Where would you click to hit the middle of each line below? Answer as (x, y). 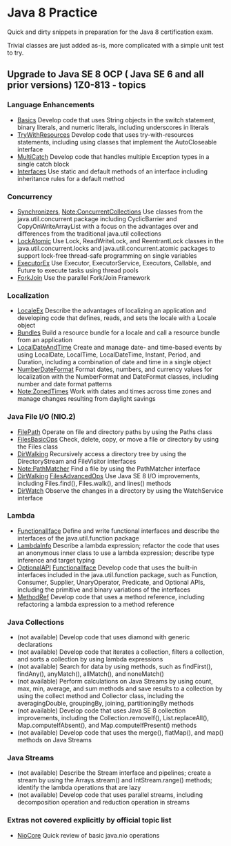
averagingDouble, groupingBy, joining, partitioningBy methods (106, 704)
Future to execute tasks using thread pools (78, 270)
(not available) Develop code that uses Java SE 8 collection (101, 711)
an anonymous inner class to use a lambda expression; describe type (115, 553)
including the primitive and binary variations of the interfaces (104, 590)
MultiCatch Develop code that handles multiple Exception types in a (113, 156)
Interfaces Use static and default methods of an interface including (112, 171)
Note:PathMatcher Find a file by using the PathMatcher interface (109, 469)
